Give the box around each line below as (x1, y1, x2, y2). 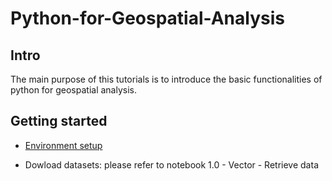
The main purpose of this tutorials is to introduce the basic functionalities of (10, 73, 323, 85)
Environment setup (24, 139, 103, 151)
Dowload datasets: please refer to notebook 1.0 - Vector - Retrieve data (24, 158, 319, 171)
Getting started (10, 113, 108, 130)
